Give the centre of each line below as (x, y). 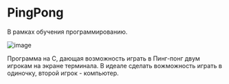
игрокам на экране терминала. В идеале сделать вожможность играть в (115, 65)
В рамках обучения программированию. (67, 32)
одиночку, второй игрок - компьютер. (63, 73)
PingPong (35, 13)
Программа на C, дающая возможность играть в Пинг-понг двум (104, 58)
